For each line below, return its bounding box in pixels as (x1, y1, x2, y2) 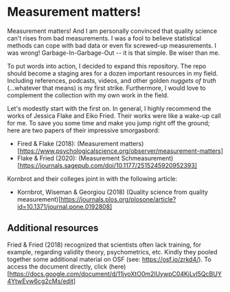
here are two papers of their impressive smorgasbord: (7, 126, 160, 134)
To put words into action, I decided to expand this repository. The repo (7, 62, 207, 70)
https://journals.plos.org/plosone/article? (60, 195, 176, 203)
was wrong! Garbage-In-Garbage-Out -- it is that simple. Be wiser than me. (7, 49, 220, 57)
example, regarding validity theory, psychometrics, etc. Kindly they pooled (7, 247, 218, 256)
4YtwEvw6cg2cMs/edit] (7, 277, 76, 285)
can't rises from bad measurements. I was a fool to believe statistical (7, 34, 201, 42)
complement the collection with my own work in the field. (7, 90, 170, 99)
